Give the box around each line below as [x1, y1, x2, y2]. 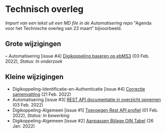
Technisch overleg [5, 3, 83, 15]
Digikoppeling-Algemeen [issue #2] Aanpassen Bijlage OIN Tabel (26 [12, 118, 154, 124]
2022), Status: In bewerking [12, 112, 70, 118]
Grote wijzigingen [5, 40, 61, 48]
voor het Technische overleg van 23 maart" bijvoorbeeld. [5, 25, 122, 31]
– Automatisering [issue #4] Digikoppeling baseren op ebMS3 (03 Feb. [5, 53, 150, 59]
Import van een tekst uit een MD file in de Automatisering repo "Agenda [5, 20, 152, 26]
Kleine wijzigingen [5, 73, 64, 81]
